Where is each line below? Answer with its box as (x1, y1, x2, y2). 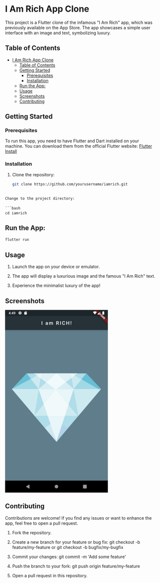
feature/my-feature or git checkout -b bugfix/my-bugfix (12, 544, 124, 550)
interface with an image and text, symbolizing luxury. (5, 30, 111, 36)
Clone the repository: (12, 171, 55, 177)
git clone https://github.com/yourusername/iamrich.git (12, 182, 128, 187)
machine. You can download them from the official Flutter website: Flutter (5, 143, 152, 149)
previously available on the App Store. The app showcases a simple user (5, 24, 151, 30)
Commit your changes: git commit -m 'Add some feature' (12, 554, 126, 560)
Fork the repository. (12, 529, 52, 535)
